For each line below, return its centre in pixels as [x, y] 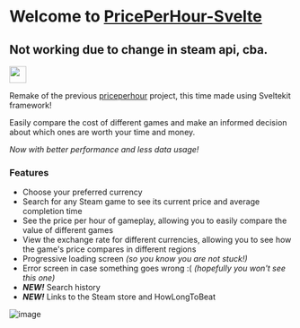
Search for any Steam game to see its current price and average [141, 202]
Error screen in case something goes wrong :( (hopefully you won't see [154, 268]
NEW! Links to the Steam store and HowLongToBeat [119, 297]
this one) [39, 278]
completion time [52, 211]
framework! [31, 105]
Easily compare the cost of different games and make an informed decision [148, 122]
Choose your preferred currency [82, 192]
